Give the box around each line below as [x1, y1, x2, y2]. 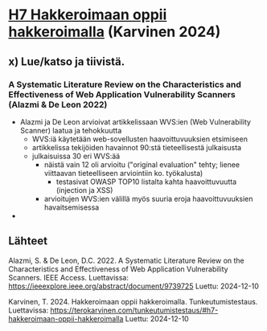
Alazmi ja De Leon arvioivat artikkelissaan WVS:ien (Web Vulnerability [19, 116, 252, 126]
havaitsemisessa [43, 202, 100, 212]
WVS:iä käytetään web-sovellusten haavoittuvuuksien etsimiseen [31, 134, 248, 144]
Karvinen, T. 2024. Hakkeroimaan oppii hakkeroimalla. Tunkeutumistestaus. [8, 296, 258, 306]
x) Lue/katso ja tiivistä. [8, 55, 125, 68]
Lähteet [8, 235, 48, 248]
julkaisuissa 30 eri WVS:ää [31, 151, 121, 161]
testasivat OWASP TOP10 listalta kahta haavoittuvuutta [55, 177, 237, 186]
